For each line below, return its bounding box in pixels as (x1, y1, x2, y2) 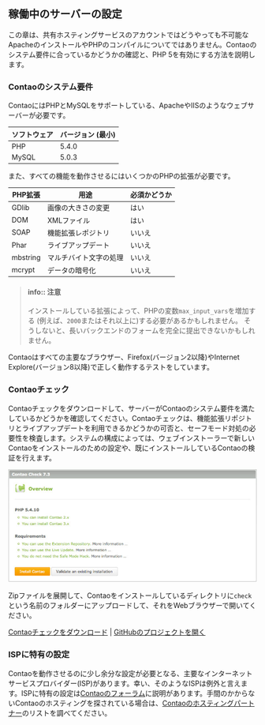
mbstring (11, 252, 41, 262)
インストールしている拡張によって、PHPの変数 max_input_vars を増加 (27, 306, 249, 316)
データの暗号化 (47, 265, 96, 275)
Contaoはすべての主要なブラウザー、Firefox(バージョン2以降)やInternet (8, 352, 241, 362)
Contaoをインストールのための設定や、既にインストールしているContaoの (8, 443, 248, 453)
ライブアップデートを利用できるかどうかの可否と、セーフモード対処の (21, 423, 250, 433)
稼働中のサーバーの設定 (8, 7, 122, 21)
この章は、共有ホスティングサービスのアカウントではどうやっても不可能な (8, 30, 249, 39)
